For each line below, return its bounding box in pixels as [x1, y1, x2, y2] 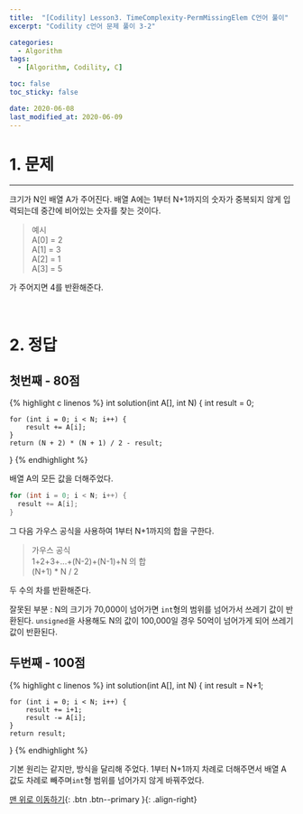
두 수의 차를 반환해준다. [9, 585, 92, 596]
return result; [9, 728, 67, 738]
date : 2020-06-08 [9, 104, 75, 113]
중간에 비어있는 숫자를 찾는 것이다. [40, 205, 161, 217]
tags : [9, 55, 30, 64]
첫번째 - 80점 [9, 374, 80, 389]
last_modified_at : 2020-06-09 [9, 112, 124, 122]
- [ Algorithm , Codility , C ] [17, 63, 124, 72]
